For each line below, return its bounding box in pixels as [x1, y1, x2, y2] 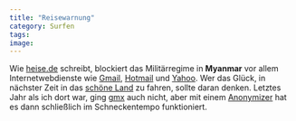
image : [9, 38, 34, 48]
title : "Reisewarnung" [9, 13, 95, 23]
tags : [9, 30, 30, 39]
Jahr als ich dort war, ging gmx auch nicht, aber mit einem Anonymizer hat [9, 92, 287, 103]
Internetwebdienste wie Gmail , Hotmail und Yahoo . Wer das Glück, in [9, 73, 266, 84]
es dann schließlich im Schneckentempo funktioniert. [9, 101, 208, 113]
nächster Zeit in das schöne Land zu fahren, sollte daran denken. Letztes [9, 82, 282, 93]
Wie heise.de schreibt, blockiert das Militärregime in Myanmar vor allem [9, 63, 279, 74]
